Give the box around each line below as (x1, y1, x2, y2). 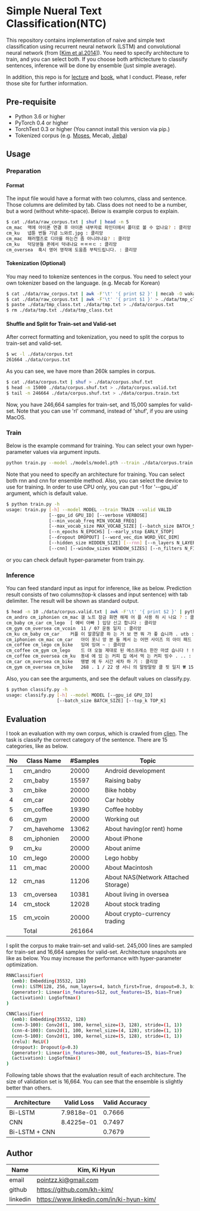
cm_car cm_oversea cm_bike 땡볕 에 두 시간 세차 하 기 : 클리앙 (6, 659, 158, 665)
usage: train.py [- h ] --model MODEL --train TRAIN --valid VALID (6, 506, 171, 513)
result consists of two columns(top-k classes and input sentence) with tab (6, 591, 188, 598)
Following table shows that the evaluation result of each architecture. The (6, 1072, 186, 1079)
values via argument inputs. (32, 449, 101, 456)
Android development (105, 767, 165, 775)
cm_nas (23, 877, 45, 885)
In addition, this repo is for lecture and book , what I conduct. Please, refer (6, 73, 187, 80)
